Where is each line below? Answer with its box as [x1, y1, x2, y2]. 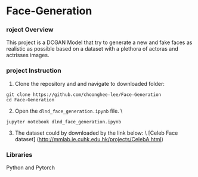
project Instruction [6, 67, 61, 75]
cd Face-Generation [6, 97, 55, 103]
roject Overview [6, 26, 54, 34]
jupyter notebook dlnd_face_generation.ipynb [6, 119, 121, 125]
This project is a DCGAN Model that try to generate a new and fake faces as [6, 39, 193, 46]
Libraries [6, 150, 33, 159]
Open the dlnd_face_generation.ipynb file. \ [14, 107, 123, 114]
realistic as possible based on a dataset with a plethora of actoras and [6, 45, 178, 52]
